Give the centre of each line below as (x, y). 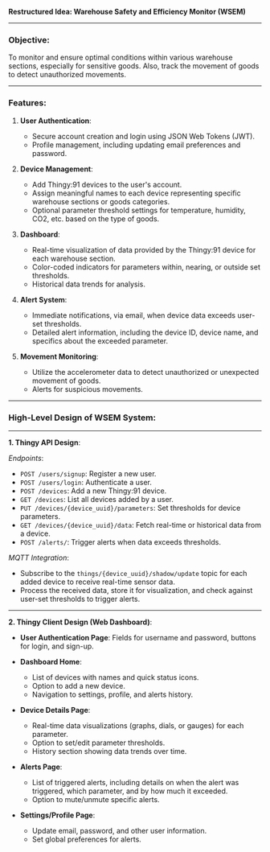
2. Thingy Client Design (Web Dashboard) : (80, 622)
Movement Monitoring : (59, 356)
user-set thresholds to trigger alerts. (80, 599)
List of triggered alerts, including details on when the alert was (135, 782)
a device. (35, 533)
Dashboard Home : (51, 661)
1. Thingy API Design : (45, 442)
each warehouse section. (74, 258)
